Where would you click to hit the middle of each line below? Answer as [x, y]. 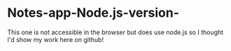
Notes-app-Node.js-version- [93, 13]
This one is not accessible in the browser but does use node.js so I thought [115, 32]
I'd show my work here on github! [55, 39]
